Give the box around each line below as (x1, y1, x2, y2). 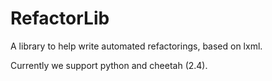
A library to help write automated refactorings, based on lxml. (10, 40, 263, 52)
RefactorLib (10, 7, 110, 30)
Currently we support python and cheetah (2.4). (10, 59, 208, 71)
